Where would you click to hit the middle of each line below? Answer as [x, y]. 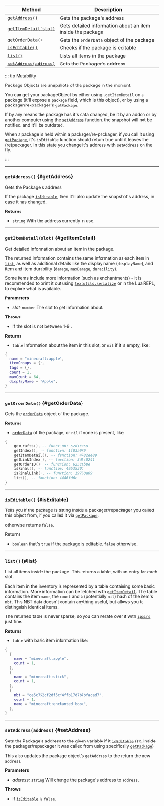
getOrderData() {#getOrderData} [44, 403]
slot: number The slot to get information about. [58, 307]
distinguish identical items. [32, 607]
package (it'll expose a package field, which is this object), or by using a [77, 100]
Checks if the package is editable [98, 48]
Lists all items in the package [93, 56]
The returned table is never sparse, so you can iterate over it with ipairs [78, 616]
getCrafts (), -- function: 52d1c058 [51, 446]
